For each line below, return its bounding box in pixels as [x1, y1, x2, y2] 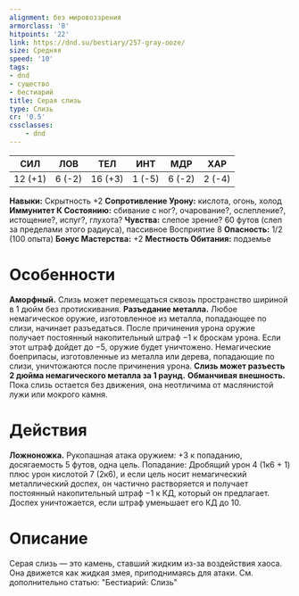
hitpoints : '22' [9, 29, 70, 38]
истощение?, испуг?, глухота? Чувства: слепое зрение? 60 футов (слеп [9, 214, 283, 225]
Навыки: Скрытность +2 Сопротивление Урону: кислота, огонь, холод [9, 195, 283, 206]
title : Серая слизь [9, 95, 82, 105]
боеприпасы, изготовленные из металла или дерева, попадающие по [9, 351, 275, 361]
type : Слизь [9, 104, 54, 113]
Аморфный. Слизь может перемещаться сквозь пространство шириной [9, 294, 288, 304]
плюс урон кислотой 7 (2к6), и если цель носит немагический [9, 468, 247, 479]
